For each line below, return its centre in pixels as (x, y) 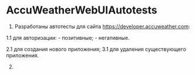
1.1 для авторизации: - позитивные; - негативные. (68, 37)
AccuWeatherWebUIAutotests (82, 10)
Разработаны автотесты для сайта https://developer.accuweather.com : (102, 26)
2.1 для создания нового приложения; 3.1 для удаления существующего (96, 49)
